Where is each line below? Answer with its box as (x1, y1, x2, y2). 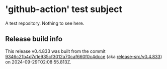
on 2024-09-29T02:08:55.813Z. (5, 59, 71, 65)
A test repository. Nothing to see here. (5, 20, 85, 26)
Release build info (5, 35, 63, 43)
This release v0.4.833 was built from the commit (5, 48, 106, 54)
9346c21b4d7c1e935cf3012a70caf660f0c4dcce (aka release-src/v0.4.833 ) (5, 53, 162, 59)
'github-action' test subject (5, 4, 122, 15)
